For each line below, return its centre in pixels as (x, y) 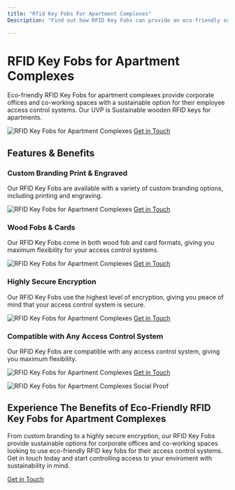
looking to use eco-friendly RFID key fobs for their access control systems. (115, 450)
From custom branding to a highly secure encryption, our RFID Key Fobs (111, 435)
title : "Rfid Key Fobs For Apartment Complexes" (79, 14)
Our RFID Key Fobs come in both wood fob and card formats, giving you (111, 243)
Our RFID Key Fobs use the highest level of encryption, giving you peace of (115, 297)
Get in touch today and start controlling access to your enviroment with (109, 458)
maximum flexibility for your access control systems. (83, 250)
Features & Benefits (51, 153)
